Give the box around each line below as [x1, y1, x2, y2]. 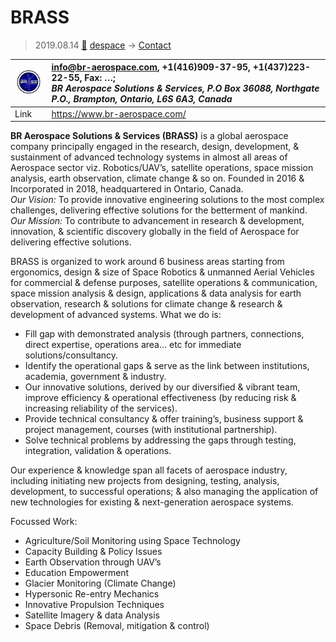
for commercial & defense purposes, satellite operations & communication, [10, 277, 318, 289]
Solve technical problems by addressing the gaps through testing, [24, 434, 297, 446]
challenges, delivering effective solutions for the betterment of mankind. [10, 204, 308, 216]
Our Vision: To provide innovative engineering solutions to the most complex [10, 194, 325, 206]
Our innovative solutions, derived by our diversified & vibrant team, [24, 381, 301, 393]
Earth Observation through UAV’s [24, 556, 162, 568]
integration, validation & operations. [24, 445, 172, 457]
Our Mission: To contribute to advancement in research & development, [10, 215, 305, 227]
